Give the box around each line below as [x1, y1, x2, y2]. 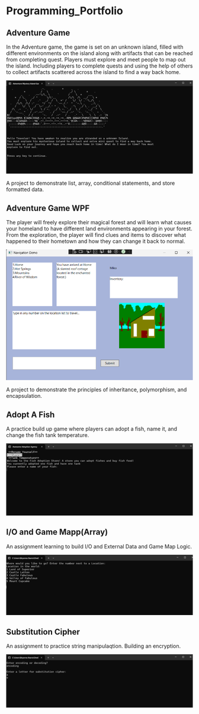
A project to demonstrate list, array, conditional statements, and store [6, 179, 175, 187]
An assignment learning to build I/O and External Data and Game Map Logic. [6, 543, 192, 550]
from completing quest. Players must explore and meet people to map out [6, 56, 186, 63]
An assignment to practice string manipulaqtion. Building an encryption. [6, 642, 181, 649]
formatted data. [6, 186, 44, 193]
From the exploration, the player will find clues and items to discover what [6, 231, 187, 239]
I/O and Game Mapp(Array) [6, 527, 108, 537]
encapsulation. [6, 393, 43, 400]
